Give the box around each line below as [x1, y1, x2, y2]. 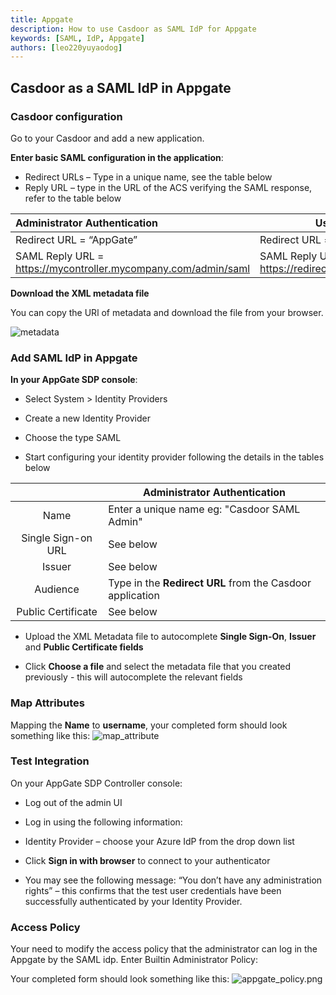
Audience [34, 582, 80, 596]
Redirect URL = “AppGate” [15, 232, 138, 246]
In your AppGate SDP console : [10, 374, 138, 386]
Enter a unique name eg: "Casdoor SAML [108, 502, 301, 516]
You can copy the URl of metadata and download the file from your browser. [10, 306, 324, 318]
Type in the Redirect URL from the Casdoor [108, 576, 312, 590]
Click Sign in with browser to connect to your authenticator [24, 854, 271, 866]
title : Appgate [10, 14, 74, 25]
